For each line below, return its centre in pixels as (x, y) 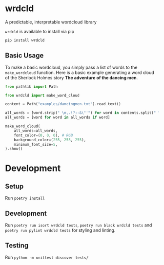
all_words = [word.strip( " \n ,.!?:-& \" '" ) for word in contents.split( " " (83, 113)
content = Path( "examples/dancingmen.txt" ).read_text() (63, 104)
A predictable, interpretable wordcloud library (51, 22)
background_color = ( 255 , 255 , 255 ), (50, 140)
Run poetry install (25, 198)
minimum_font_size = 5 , (36, 144)
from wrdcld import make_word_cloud (42, 95)
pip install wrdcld (25, 40)
